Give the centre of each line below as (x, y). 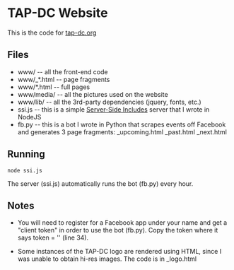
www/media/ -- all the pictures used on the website (93, 94)
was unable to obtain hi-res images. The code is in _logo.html (107, 259)
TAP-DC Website (58, 13)
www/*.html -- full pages (54, 87)
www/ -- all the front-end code (63, 71)
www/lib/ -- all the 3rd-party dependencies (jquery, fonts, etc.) (109, 102)
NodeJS (29, 117)
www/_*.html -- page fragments (64, 79)
